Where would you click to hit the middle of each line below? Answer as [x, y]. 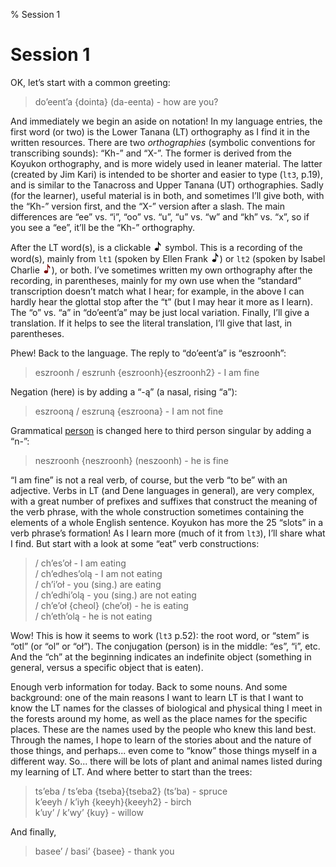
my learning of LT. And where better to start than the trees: [131, 771]
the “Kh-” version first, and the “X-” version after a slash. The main [147, 206]
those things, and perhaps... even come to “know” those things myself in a [164, 750]
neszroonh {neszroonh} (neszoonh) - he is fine [131, 460]
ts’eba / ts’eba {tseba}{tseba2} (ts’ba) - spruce [131, 791]
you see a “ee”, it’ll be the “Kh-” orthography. [103, 227]
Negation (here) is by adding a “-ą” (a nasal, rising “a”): [124, 391]
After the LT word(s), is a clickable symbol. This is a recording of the [156, 247]
